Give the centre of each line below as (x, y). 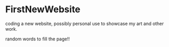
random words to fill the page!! (38, 39)
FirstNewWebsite (43, 9)
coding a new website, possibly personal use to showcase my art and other (85, 24)
